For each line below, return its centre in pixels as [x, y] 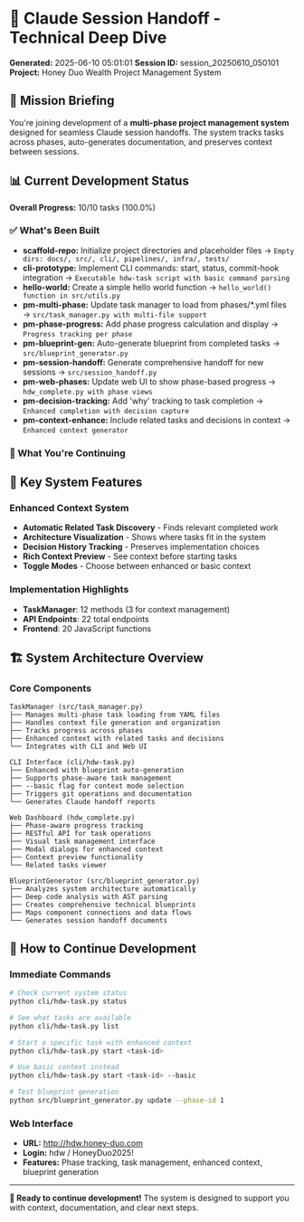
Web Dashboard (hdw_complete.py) [72, 818]
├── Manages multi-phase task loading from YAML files [115, 715]
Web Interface [42, 1123]
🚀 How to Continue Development [103, 948]
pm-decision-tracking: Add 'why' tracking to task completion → [143, 401]
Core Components [51, 688]
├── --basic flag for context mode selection [96, 786]
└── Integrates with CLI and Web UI [78, 747]
